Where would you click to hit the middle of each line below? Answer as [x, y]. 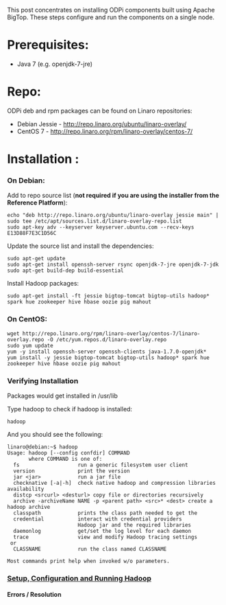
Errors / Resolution [34, 595]
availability [26, 489]
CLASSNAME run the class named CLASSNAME [90, 549]
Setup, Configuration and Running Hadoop [79, 578]
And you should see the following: [55, 434]
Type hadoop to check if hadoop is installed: [70, 409]
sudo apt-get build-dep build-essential [66, 271]
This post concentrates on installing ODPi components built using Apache [111, 10]
